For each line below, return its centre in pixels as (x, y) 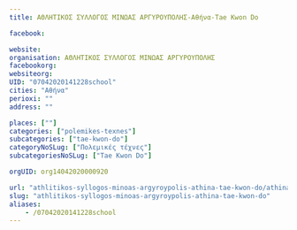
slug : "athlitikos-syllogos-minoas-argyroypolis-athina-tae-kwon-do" (140, 195)
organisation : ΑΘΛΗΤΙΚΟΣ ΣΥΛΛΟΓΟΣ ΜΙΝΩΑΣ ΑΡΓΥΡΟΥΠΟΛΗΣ (112, 57)
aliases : (25, 204)
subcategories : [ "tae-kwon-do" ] (69, 139)
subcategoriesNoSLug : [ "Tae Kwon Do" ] (80, 156)
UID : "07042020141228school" (63, 82)
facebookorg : (33, 66)
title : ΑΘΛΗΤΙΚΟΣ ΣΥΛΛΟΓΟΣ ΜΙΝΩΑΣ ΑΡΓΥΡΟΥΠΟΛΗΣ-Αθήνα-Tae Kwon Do (134, 17)
